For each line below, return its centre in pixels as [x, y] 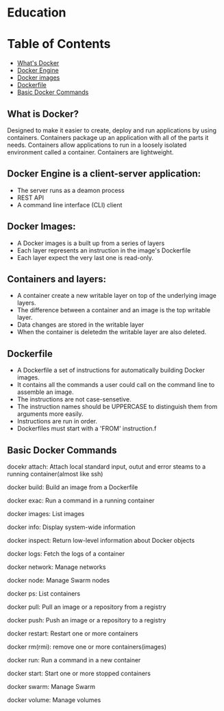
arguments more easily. [50, 414]
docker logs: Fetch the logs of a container [66, 553]
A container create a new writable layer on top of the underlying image [117, 296]
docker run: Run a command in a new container [74, 660]
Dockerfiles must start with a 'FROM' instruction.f [87, 429]
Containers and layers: [57, 279]
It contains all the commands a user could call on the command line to [116, 385]
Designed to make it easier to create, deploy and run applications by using [112, 130]
